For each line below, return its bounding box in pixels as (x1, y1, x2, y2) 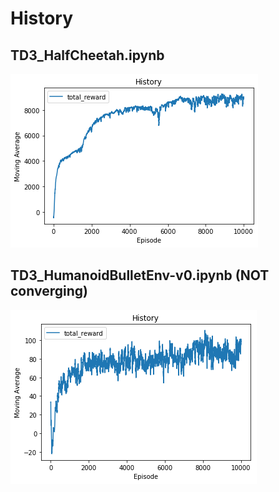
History (10, 7, 74, 30)
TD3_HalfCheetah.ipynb (10, 47, 165, 64)
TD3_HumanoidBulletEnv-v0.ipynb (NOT (10, 267, 270, 284)
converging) (10, 283, 88, 300)
